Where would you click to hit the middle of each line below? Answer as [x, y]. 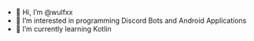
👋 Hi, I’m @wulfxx [44, 12]
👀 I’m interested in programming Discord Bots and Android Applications [131, 20]
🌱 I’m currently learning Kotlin [63, 29]
